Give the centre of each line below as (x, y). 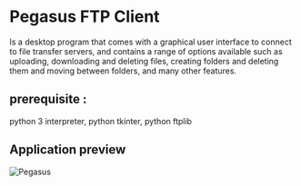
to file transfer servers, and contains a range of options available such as (146, 51)
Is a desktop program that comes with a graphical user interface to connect (151, 42)
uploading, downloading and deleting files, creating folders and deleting (144, 61)
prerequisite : (48, 99)
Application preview (68, 150)
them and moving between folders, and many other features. (123, 71)
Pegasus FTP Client (85, 17)
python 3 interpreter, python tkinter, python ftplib (101, 121)
